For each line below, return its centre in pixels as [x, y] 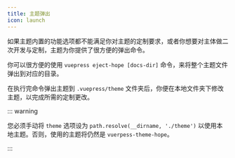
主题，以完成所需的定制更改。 [50, 97]
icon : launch [26, 20]
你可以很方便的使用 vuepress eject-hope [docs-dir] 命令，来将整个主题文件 [117, 64]
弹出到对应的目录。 [35, 73]
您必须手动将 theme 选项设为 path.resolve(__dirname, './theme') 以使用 [112, 125]
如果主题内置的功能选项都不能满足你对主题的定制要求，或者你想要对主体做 [115, 41]
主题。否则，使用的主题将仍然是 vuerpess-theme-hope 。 [93, 134]
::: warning [23, 111]
